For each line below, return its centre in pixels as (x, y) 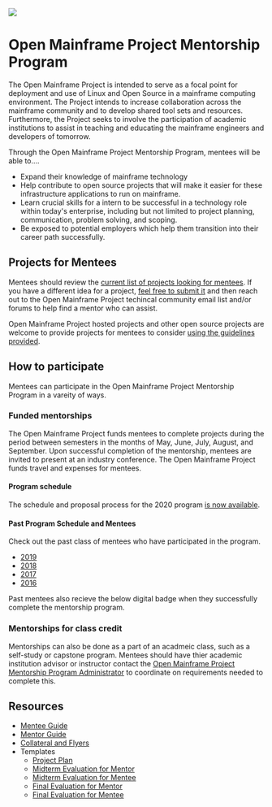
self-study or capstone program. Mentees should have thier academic (125, 655)
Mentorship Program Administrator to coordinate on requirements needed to (136, 672)
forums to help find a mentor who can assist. (83, 308)
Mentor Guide (43, 735)
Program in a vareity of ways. (58, 395)
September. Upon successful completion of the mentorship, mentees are (130, 450)
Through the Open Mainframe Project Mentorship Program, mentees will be (134, 152)
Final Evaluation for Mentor (78, 786)
